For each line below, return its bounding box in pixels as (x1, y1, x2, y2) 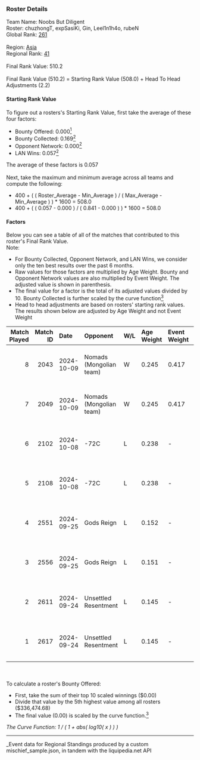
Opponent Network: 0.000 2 (14, 141, 82, 149)
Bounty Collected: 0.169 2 (14, 134, 76, 142)
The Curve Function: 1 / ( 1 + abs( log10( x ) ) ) (6, 723, 118, 730)
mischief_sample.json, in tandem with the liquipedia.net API (6, 747, 152, 754)
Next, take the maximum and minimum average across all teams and (6, 174, 174, 181)
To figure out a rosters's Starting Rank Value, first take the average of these (6, 109, 192, 116)
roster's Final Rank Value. (6, 238, 68, 245)
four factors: (6, 115, 37, 122)
